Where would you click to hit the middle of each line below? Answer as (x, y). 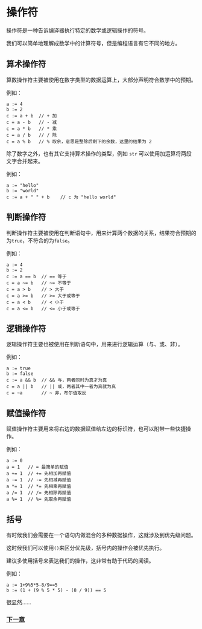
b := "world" (23, 191)
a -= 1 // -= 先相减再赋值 (39, 480)
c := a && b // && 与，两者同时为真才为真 (57, 380)
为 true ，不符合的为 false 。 (40, 240)
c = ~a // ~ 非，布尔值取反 (46, 393)
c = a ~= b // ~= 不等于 (39, 283)
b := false (20, 374)
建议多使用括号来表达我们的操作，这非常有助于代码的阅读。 (80, 561)
